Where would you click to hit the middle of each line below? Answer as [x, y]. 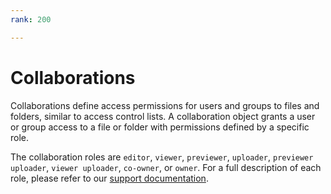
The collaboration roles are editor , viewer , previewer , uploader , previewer [162, 157]
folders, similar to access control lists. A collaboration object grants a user [163, 116]
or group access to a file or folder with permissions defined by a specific [160, 127]
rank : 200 [31, 19]
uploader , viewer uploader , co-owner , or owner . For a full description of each [166, 167]
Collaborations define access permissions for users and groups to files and [165, 105]
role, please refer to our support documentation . [109, 178]
